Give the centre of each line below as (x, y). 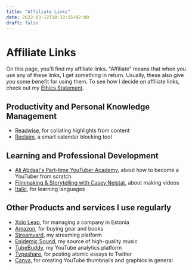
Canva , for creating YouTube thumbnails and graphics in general (94, 260)
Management (32, 116)
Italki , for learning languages (50, 189)
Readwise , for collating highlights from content (72, 131)
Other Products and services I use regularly (89, 208)
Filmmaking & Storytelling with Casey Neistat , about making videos (97, 182)
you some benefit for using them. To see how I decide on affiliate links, (93, 82)
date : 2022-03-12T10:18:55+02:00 (48, 17)
